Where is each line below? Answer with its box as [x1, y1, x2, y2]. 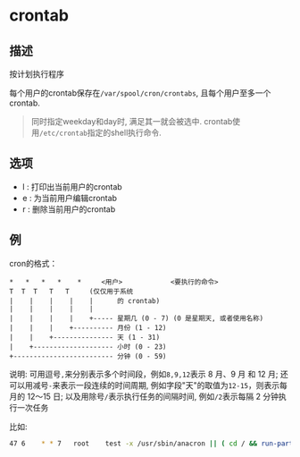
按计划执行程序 [9, 69, 64, 79]
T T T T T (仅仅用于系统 [9, 287, 134, 296]
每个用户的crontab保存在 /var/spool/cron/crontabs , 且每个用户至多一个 [9, 88, 271, 98]
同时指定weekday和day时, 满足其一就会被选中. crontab [30, 116, 233, 126]
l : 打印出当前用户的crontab [21, 181, 122, 192]
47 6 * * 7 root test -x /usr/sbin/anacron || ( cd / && [9, 439, 257, 448]
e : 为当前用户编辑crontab [21, 192, 118, 203]
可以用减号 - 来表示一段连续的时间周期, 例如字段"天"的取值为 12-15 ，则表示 [9, 379, 279, 390]
